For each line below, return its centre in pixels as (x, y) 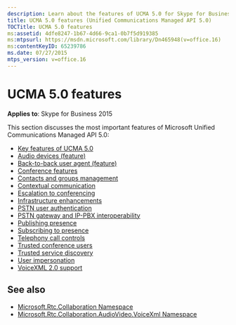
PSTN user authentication (55, 208)
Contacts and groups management (68, 178)
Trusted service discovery (55, 253)
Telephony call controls (51, 238)
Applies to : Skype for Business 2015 (60, 114)
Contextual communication (57, 185)
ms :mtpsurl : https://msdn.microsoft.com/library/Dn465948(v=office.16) (114, 40)
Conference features (47, 171)
